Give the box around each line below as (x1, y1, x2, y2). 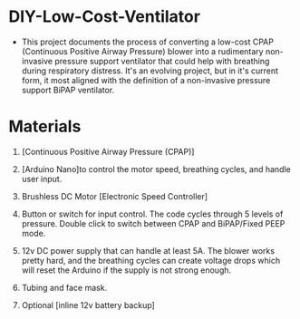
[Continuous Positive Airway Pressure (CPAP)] (21, 146, 195, 157)
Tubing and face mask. (21, 282, 108, 293)
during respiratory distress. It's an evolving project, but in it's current (21, 65, 278, 76)
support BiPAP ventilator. (21, 84, 115, 95)
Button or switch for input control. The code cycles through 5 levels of (21, 208, 284, 219)
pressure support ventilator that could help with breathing (54, 55, 270, 66)
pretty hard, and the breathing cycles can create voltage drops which (21, 255, 281, 266)
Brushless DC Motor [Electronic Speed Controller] (21, 190, 208, 201)
